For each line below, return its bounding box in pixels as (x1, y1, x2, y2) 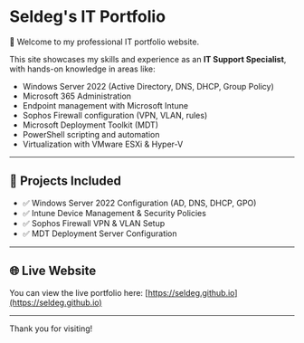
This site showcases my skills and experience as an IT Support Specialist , (9, 53, 287, 64)
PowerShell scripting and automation (22, 129, 160, 139)
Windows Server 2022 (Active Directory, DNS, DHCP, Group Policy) (22, 81, 274, 91)
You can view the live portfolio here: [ (9, 287, 148, 298)
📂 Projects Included (9, 174, 122, 189)
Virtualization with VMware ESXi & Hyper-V (22, 138, 184, 149)
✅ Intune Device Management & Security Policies (22, 207, 206, 218)
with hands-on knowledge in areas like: (9, 63, 156, 74)
